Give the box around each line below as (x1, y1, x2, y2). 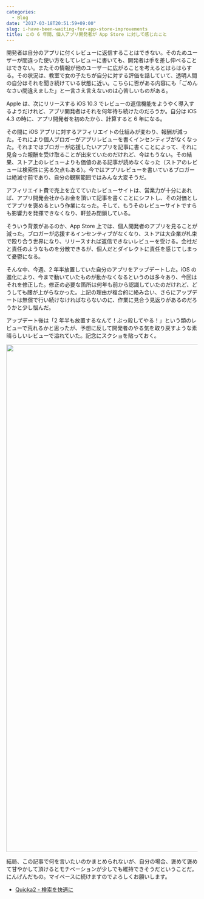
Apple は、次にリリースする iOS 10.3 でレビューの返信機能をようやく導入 (6, 100, 189, 107)
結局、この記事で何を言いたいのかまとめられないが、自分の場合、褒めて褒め (6, 858, 198, 865)
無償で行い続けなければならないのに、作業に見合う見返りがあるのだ (22, 296, 192, 304)
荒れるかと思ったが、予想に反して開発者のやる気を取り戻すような (27, 324, 192, 332)
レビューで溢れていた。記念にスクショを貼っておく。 (27, 332, 160, 340)
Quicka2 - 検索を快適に (15, 886, 74, 894)
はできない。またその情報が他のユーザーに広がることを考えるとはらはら (6, 65, 187, 72)
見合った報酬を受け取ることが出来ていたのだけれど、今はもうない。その (6, 151, 187, 158)
